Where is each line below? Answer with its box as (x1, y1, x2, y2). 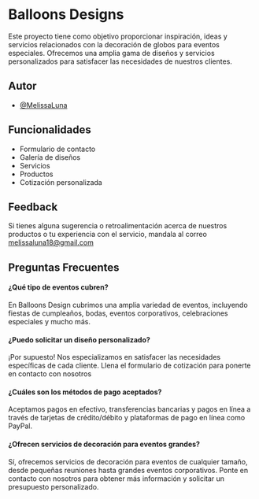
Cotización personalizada (19, 177, 102, 187)
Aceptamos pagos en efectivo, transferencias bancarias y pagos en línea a (8, 405, 251, 414)
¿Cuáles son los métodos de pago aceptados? (8, 387, 162, 397)
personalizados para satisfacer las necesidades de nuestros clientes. (8, 57, 232, 66)
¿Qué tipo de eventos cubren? (8, 283, 109, 292)
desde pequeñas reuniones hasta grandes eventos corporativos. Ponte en (8, 465, 249, 475)
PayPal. (8, 421, 33, 431)
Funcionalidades (8, 124, 92, 137)
